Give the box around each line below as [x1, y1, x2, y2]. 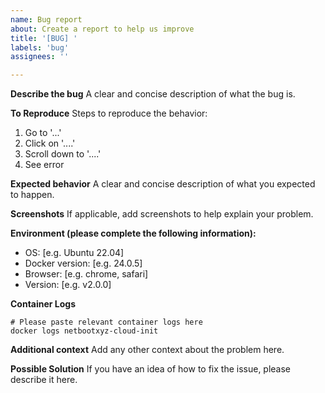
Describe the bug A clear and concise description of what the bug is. [10, 88, 296, 100]
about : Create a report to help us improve [10, 24, 195, 34]
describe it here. [10, 374, 78, 386]
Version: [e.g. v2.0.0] [24, 279, 112, 291]
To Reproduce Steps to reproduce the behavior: [10, 107, 208, 120]
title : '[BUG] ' [10, 33, 78, 43]
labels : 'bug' [10, 42, 70, 53]
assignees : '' [10, 52, 70, 62]
